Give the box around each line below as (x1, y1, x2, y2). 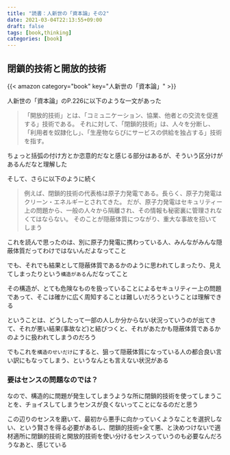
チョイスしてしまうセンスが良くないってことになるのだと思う (25, 400, 199, 408)
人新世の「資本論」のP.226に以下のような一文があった (7, 97, 162, 105)
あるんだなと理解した (7, 160, 67, 168)
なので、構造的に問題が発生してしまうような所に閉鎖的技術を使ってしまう (7, 392, 217, 400)
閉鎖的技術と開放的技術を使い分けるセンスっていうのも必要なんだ (30, 432, 217, 441)
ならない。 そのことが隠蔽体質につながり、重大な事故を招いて (42, 214, 218, 223)
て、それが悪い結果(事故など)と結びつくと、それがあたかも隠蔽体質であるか (7, 324, 221, 332)
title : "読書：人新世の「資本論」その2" (7, 10, 110, 17)
